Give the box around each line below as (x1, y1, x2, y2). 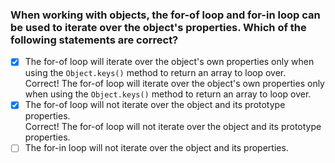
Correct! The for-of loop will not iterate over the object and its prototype (24, 121, 322, 133)
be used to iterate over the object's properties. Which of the (10, 20, 307, 34)
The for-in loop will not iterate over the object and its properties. (24, 142, 289, 154)
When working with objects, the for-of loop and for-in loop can (10, 8, 321, 22)
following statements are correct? (10, 33, 179, 47)
